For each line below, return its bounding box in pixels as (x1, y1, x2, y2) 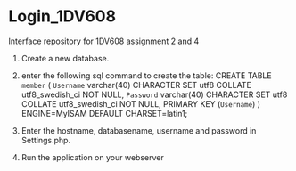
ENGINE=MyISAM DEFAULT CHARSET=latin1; (21, 108, 188, 118)
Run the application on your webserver (21, 151, 164, 162)
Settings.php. (21, 134, 71, 145)
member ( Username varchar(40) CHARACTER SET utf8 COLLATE (21, 79, 251, 90)
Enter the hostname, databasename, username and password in (21, 125, 257, 135)
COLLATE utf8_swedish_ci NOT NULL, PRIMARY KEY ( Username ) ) (21, 98, 260, 109)
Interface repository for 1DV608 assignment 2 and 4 (8, 36, 200, 46)
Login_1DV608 (8, 6, 117, 27)
